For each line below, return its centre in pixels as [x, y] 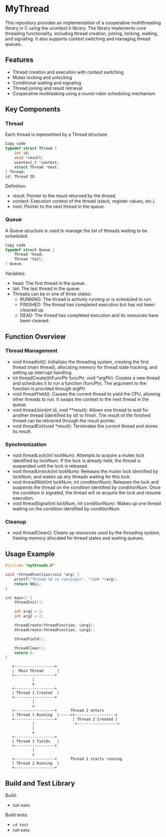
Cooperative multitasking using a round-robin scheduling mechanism [84, 93]
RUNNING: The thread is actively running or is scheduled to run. [86, 299]
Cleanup [16, 522]
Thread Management [31, 351]
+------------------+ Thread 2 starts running [67, 759]
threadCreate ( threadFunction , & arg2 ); [55, 630]
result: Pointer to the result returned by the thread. [64, 196]
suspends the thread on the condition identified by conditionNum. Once [87, 487]
